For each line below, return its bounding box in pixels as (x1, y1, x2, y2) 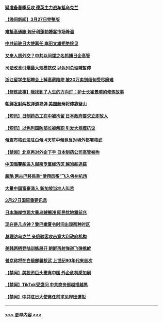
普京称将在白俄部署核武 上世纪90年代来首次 (5, 258, 93, 264)
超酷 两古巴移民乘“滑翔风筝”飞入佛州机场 (5, 173, 87, 179)
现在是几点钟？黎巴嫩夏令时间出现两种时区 (5, 222, 90, 227)
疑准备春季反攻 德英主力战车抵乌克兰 (5, 4, 79, 10)
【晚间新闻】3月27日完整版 (5, 17, 60, 22)
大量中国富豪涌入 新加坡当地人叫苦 (5, 185, 74, 191)
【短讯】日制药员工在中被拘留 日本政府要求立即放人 (5, 113, 108, 119)
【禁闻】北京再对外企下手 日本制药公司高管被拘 (5, 149, 100, 155)
